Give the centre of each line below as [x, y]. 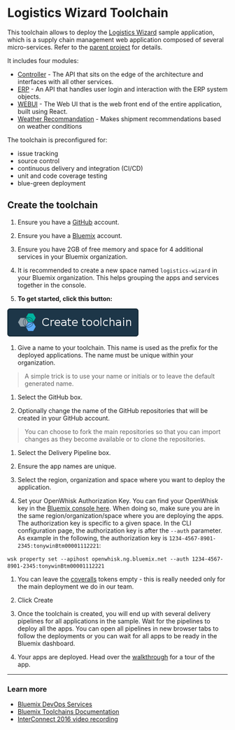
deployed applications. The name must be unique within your [105, 355]
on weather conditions [50, 126]
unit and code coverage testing [62, 176]
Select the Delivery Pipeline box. [64, 452]
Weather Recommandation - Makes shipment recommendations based [119, 119]
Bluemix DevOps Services [55, 704]
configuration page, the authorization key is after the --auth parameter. [120, 531]
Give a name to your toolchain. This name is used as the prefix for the [117, 347]
